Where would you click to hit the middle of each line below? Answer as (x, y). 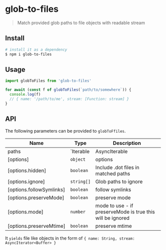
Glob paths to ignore (119, 181)
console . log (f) (25, 95)
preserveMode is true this (125, 212)
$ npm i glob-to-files (28, 54)
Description (127, 143)
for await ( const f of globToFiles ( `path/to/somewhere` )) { (68, 90)
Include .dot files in (118, 167)
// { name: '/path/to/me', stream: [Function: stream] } (69, 99)
